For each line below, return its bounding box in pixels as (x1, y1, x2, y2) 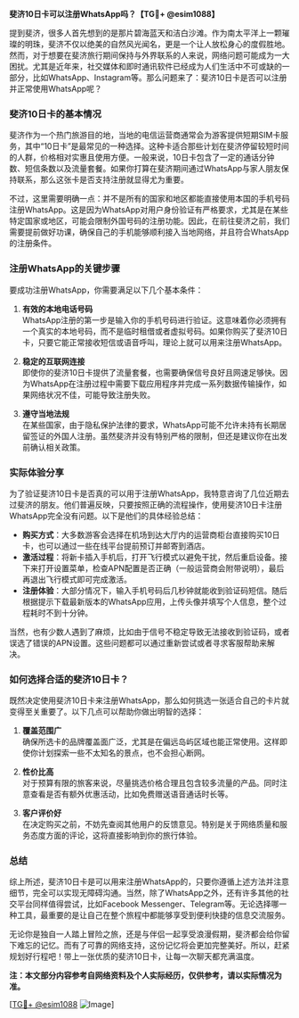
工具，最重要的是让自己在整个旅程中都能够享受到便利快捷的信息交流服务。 (16, 910, 290, 921)
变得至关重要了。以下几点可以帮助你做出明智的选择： (9, 707, 205, 717)
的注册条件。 (9, 238, 56, 249)
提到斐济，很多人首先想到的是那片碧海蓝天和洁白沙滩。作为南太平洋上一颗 (9, 28, 282, 38)
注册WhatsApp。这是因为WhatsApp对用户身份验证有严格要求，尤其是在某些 (9, 204, 289, 215)
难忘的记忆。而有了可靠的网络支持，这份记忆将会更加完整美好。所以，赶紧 (16, 940, 290, 951)
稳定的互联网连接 (21, 356, 85, 367)
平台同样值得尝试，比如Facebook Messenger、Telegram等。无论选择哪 (16, 898, 279, 909)
